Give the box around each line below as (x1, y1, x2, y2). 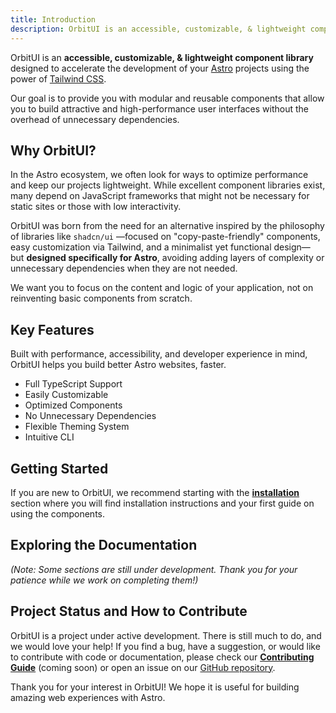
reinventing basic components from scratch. (10, 292, 193, 305)
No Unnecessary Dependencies (24, 410, 157, 422)
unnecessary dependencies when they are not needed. (10, 262, 238, 275)
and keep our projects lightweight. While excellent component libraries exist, (10, 179, 326, 191)
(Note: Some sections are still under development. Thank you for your (10, 563, 298, 575)
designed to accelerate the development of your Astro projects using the (10, 62, 310, 74)
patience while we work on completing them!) (10, 574, 199, 586)
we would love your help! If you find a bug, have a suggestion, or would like (10, 640, 321, 652)
